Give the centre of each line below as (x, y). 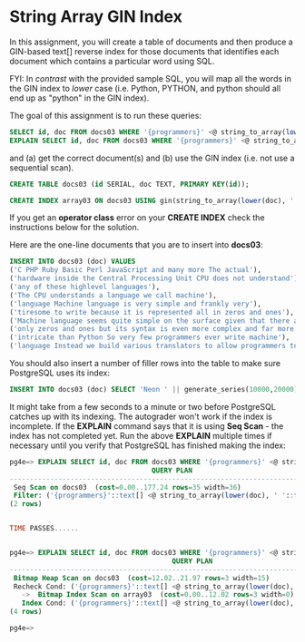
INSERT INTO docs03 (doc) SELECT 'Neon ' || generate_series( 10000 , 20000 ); (156, 390)
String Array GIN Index (96, 17)
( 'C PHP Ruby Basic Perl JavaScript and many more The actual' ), (135, 270)
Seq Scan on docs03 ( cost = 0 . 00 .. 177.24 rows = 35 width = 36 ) (128, 487)
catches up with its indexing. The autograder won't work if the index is (141, 416)
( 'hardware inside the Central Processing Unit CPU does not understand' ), (156, 278)
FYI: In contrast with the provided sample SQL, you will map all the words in (151, 78)
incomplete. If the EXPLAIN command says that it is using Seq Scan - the (147, 426)
